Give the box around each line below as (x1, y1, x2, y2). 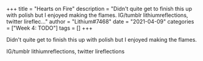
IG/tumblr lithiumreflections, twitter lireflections (6, 48, 125, 55)
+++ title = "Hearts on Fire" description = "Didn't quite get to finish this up (6, 5, 192, 12)
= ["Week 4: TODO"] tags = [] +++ (6, 24, 93, 31)
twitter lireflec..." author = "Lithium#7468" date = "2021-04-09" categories (6, 18, 194, 25)
